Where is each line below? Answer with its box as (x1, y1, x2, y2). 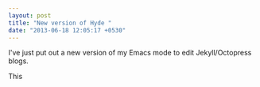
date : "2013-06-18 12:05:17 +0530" (8, 26, 126, 34)
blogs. (8, 56, 29, 66)
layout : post (8, 11, 52, 20)
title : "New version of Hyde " (8, 19, 112, 27)
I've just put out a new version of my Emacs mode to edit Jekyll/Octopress (8, 48, 252, 58)
